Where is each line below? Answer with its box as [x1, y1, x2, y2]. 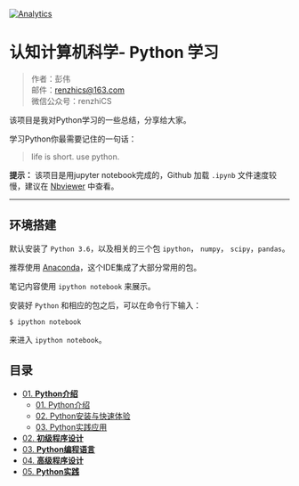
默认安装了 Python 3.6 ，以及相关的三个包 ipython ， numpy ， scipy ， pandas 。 [9, 243, 291, 254]
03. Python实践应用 [35, 421, 108, 432]
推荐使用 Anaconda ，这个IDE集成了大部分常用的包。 [9, 262, 202, 272]
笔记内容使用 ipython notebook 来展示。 [9, 280, 156, 291]
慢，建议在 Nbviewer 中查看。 [9, 181, 119, 191]
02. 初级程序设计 [21, 433, 85, 443]
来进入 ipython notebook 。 [9, 334, 107, 344]
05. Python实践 [21, 466, 80, 476]
